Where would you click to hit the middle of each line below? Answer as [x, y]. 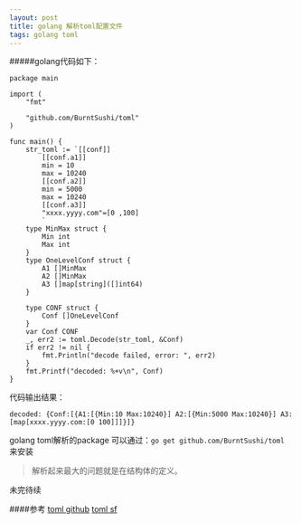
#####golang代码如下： [55, 62]
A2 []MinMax [65, 277]
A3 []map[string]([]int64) [93, 285]
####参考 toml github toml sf [63, 509]
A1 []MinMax [65, 269]
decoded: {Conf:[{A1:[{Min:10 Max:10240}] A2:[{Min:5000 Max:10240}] [143, 414]
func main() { [36, 142]
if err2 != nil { [58, 348]
